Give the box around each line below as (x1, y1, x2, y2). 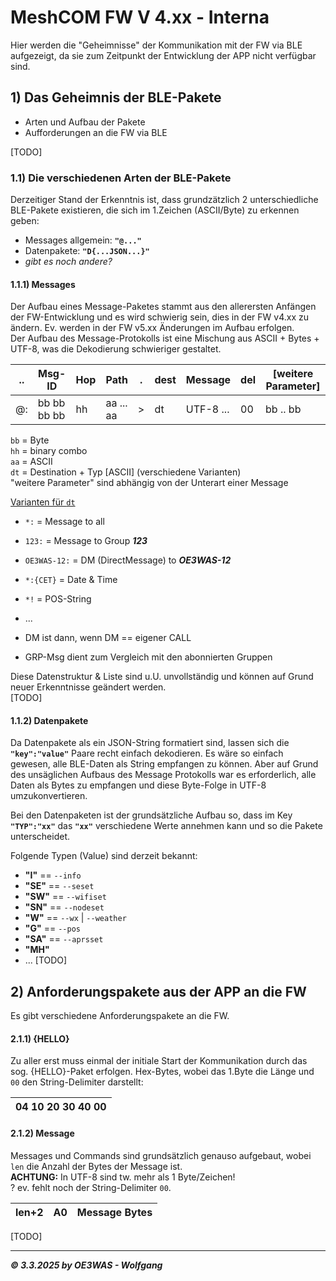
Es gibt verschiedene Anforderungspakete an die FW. (10, 1010, 230, 1022)
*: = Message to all (24, 516, 105, 528)
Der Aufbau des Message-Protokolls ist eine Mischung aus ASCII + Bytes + (10, 332, 320, 345)
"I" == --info (24, 869, 82, 881)
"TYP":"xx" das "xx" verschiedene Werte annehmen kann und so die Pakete (10, 820, 323, 832)
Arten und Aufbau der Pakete (24, 116, 146, 128)
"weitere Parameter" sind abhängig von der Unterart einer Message (10, 477, 289, 489)
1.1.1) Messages (10, 278, 76, 290)
